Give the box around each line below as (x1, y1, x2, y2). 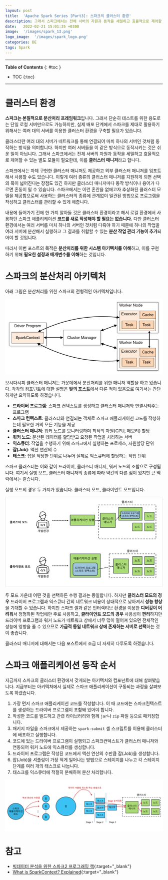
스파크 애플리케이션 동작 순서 (5, 660, 116, 671)
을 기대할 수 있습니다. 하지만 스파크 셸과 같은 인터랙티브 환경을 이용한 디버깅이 (5, 604, 157, 610)
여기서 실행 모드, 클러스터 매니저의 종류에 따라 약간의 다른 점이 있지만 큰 (15, 470, 156, 476)
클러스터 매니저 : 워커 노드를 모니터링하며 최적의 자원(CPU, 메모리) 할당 (12, 428, 150, 434)
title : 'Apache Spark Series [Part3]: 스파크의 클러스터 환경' (5, 13, 131, 19)
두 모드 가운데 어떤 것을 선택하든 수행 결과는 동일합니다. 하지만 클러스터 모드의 (5, 592, 157, 598)
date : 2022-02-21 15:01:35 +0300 (5, 24, 79, 29)
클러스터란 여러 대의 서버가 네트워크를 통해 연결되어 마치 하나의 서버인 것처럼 (5, 138, 155, 144)
